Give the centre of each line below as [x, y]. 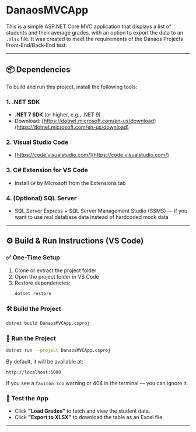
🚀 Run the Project [31, 338]
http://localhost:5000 [34, 372]
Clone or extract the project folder [55, 270]
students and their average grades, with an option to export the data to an [95, 32]
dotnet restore [33, 293]
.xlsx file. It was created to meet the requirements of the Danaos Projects [95, 39]
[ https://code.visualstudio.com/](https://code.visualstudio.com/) [92, 155]
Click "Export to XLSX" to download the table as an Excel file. [89, 417]
